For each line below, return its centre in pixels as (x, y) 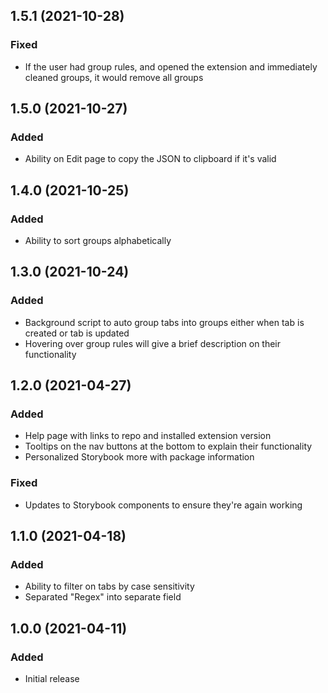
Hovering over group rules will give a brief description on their (153, 343)
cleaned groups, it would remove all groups (114, 77)
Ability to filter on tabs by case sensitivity (109, 586)
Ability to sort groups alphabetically (98, 241)
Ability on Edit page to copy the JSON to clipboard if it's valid (150, 159)
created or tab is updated (77, 333)
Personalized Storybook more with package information (139, 457)
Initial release (52, 679)
